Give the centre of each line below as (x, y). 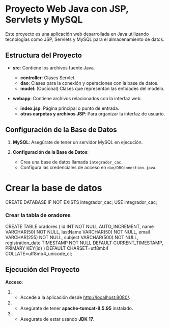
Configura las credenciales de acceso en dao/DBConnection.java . (88, 167)
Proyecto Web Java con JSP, (67, 9)
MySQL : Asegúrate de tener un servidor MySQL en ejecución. (78, 142)
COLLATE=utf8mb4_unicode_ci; (39, 253)
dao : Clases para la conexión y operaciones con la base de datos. (89, 83)
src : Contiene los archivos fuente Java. (54, 67)
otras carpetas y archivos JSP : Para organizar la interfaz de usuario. (93, 113)
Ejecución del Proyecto (42, 270)
